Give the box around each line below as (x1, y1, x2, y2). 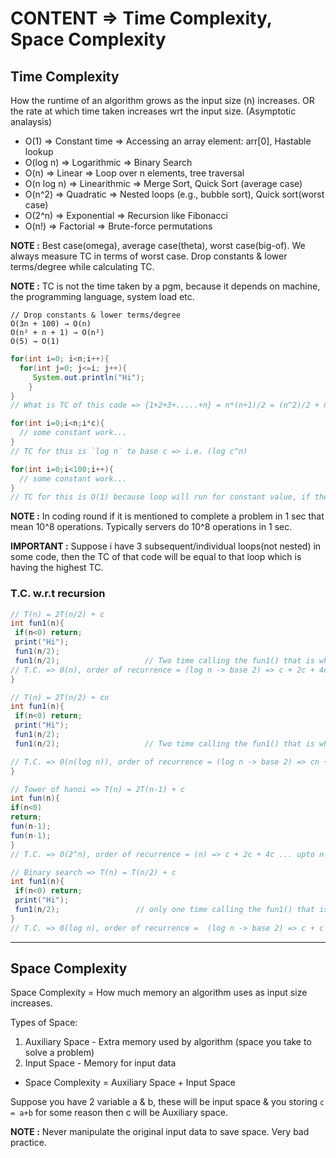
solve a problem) (24, 1047, 95, 1059)
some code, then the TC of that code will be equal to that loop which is (10, 551, 302, 563)
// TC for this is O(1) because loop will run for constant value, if (10, 492, 311, 502)
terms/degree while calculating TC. (10, 261, 155, 272)
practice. (10, 1137, 47, 1149)
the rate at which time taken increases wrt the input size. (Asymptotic (10, 105, 297, 117)
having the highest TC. (10, 562, 104, 574)
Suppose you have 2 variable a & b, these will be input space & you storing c (10, 1096, 325, 1108)
